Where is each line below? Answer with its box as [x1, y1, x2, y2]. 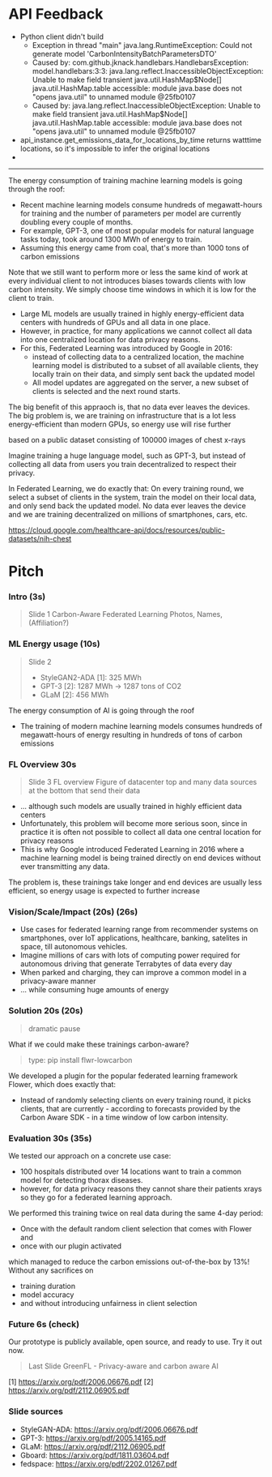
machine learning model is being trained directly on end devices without [19, 853, 261, 863]
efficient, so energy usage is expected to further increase [8, 886, 201, 896]
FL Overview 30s [8, 759, 77, 770]
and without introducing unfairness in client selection [19, 1298, 198, 1308]
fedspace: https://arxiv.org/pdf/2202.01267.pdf [19, 1458, 178, 1468]
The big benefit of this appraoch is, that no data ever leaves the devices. [8, 402, 251, 412]
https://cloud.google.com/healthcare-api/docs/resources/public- [8, 524, 225, 535]
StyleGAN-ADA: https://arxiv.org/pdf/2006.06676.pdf [19, 1424, 198, 1434]
